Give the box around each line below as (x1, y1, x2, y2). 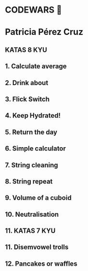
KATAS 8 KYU (5, 45, 47, 54)
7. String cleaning (5, 161, 59, 169)
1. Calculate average (5, 62, 67, 71)
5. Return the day (5, 128, 58, 136)
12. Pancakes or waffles (5, 259, 78, 268)
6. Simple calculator (5, 145, 66, 153)
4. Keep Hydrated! (5, 111, 61, 120)
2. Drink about (5, 78, 49, 87)
